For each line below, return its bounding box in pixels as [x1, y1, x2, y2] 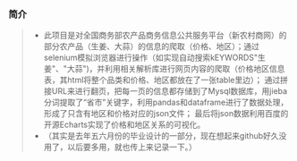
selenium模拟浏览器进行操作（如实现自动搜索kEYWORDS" [43, 52, 259, 64]
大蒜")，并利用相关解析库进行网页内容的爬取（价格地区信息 [66, 64, 285, 74]
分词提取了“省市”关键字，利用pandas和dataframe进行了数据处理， [43, 97, 289, 108]
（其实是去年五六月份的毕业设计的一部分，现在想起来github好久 [43, 131, 279, 141]
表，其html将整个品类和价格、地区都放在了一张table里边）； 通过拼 [43, 74, 288, 86]
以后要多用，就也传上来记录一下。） [67, 141, 198, 153]
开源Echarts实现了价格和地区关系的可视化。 [43, 119, 206, 131]
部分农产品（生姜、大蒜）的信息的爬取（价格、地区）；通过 [43, 41, 260, 52]
